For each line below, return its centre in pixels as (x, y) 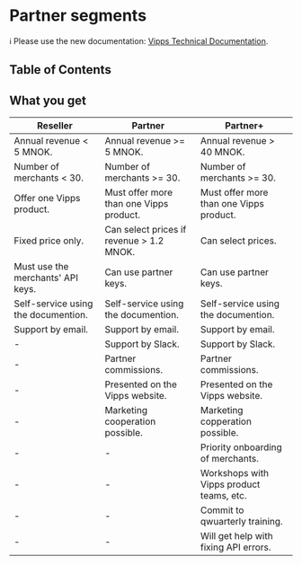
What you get (48, 100)
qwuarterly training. (242, 522)
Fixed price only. (49, 241)
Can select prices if (146, 230)
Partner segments (78, 16)
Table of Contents (61, 70)
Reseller (55, 126)
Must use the (41, 267)
